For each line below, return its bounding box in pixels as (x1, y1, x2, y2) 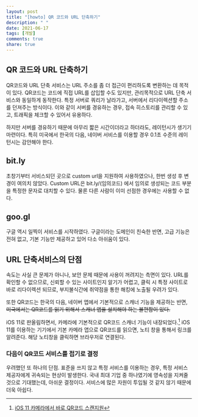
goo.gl (6, 212, 31, 222)
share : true (6, 42, 35, 48)
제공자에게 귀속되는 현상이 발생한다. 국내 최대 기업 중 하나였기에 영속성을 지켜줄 (6, 372, 189, 379)
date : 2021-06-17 (6, 25, 49, 31)
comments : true (6, 36, 44, 42)
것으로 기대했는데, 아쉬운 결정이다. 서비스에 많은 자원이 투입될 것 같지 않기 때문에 (6, 379, 192, 386)
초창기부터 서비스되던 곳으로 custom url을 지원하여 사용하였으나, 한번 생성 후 (6, 172, 183, 179)
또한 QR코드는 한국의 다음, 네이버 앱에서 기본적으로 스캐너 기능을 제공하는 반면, (6, 298, 188, 306)
